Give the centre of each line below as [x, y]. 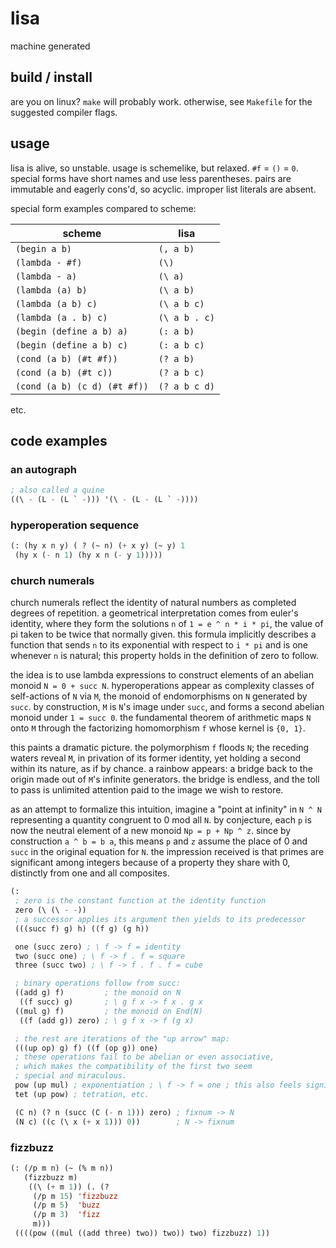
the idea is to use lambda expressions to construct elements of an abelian [162, 675]
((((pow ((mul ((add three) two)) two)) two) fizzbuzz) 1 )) [142, 1233]
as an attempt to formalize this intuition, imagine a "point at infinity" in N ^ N [166, 809]
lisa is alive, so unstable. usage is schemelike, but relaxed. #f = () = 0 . [154, 168]
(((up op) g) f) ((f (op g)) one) [86, 1048]
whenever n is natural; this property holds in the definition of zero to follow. [164, 656]
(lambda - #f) [49, 262]
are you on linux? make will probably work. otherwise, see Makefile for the [161, 101]
